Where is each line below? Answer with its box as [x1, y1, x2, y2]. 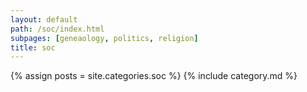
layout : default [10, 14, 78, 25]
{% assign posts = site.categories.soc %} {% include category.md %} [10, 70, 298, 82]
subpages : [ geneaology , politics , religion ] [10, 33, 199, 43]
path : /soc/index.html [10, 24, 105, 34]
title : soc [10, 42, 56, 53]
